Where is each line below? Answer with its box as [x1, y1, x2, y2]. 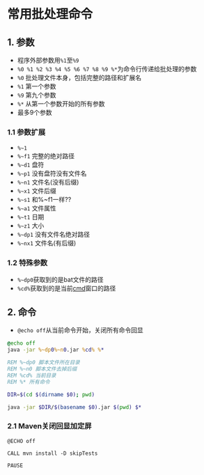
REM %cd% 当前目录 [7, 372, 56, 379]
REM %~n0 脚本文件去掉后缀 [7, 366, 77, 373]
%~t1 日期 [17, 213, 45, 221]
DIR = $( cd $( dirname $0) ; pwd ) [7, 391, 95, 398]
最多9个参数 [17, 109, 52, 116]
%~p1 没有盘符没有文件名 [17, 169, 87, 178]
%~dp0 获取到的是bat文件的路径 [17, 275, 104, 283]
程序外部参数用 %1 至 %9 [17, 56, 79, 64]
